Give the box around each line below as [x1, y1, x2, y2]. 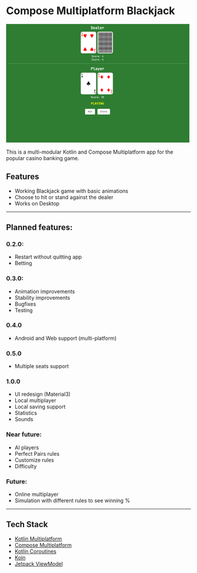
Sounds [14, 416, 33, 423]
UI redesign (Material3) [14, 390, 71, 398]
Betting [14, 260, 32, 267]
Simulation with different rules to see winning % [14, 496, 130, 504]
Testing [14, 306, 33, 313]
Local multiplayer [14, 397, 57, 404]
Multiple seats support [14, 363, 69, 370]
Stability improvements [14, 294, 70, 301]
